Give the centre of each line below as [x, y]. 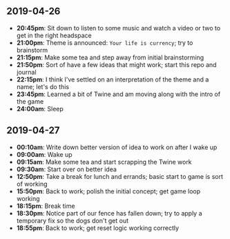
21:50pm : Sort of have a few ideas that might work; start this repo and [116, 64]
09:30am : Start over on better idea [66, 169]
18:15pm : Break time [46, 206]
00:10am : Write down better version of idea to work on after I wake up [117, 147]
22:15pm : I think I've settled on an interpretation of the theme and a [113, 79]
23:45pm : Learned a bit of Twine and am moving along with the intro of [118, 94]
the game [30, 101]
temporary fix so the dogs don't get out [73, 220]
